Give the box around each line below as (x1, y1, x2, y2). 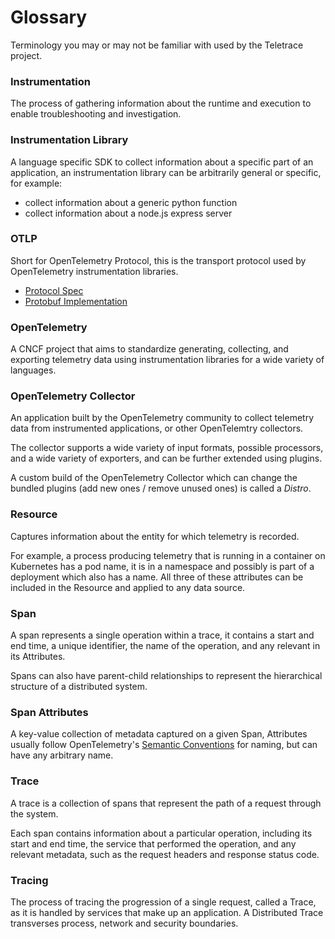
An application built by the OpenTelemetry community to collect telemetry (10, 412, 315, 424)
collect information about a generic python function (24, 196, 238, 208)
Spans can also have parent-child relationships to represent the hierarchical (10, 670, 323, 682)
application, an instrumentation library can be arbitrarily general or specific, (10, 166, 322, 178)
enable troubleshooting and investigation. (10, 108, 182, 120)
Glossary (10, 6, 88, 29)
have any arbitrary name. (10, 749, 114, 761)
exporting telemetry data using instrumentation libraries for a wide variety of (10, 354, 325, 366)
